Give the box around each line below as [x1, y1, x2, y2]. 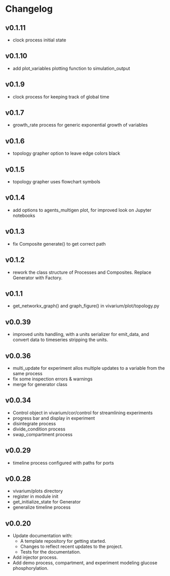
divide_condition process [12, 426, 66, 432]
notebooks [12, 212, 36, 219]
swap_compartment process [12, 431, 73, 437]
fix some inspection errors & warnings [12, 376, 93, 382]
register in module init [12, 493, 59, 499]
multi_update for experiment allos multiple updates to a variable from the [12, 365, 165, 371]
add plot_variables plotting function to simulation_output [12, 65, 130, 71]
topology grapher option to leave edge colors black [12, 150, 121, 156]
